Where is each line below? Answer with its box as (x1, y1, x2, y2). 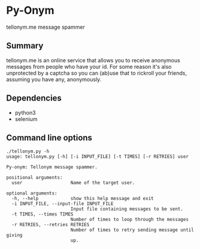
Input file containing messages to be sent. (70, 206, 184, 212)
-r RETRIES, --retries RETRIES (11, 222, 90, 228)
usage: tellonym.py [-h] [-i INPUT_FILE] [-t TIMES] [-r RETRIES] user (6, 154, 189, 160)
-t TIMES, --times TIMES (11, 211, 74, 217)
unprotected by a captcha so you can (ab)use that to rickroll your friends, (6, 69, 187, 77)
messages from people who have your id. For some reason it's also (6, 63, 172, 70)
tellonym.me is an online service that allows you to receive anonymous (6, 56, 181, 63)
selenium (14, 115, 38, 123)
